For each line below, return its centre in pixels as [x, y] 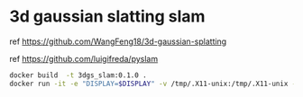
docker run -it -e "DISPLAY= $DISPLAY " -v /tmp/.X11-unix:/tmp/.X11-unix [149, 84]
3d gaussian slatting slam [107, 17]
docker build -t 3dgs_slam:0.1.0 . [78, 75]
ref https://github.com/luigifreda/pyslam [84, 58]
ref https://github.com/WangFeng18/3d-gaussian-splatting [118, 41]
